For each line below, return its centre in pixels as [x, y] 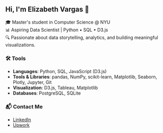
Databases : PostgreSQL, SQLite [47, 93]
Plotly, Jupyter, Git [32, 82]
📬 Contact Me [24, 107]
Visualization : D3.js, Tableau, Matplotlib [55, 88]
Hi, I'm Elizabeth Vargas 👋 [47, 9]
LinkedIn [22, 120]
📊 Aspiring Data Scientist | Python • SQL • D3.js [57, 30]
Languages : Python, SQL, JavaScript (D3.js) [60, 72]
